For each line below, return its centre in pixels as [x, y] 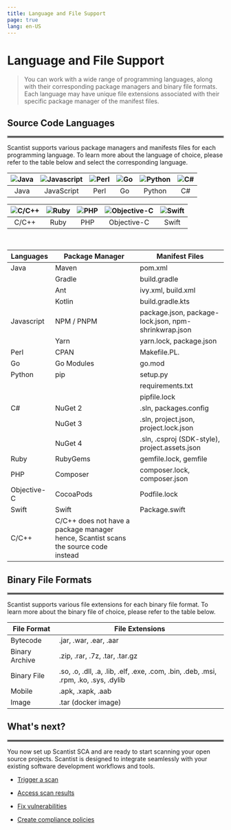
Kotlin [64, 301]
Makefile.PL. [160, 352]
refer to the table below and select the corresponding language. [98, 162]
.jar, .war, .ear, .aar [89, 640]
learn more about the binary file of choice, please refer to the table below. [111, 611]
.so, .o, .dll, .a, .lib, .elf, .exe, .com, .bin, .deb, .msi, [137, 671]
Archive [23, 660]
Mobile [22, 691]
